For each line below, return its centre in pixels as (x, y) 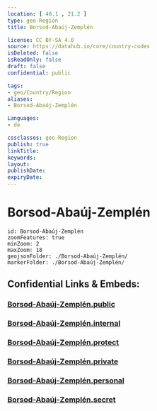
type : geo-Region (33, 21)
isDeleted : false (33, 53)
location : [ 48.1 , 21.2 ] (47, 14)
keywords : (22, 158)
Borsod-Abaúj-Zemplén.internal (64, 324)
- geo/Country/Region (39, 92)
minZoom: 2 (23, 243)
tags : (15, 86)
